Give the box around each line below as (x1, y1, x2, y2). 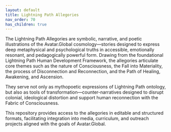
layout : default (5, 7, 40, 13)
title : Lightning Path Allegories (5, 12, 79, 17)
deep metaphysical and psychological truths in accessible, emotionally (5, 47, 155, 53)
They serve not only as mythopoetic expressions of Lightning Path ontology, (5, 84, 166, 90)
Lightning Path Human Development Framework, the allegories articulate (5, 57, 159, 64)
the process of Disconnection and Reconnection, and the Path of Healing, (5, 69, 161, 75)
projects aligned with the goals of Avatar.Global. (5, 121, 106, 127)
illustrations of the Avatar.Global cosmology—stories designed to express (5, 41, 160, 48)
